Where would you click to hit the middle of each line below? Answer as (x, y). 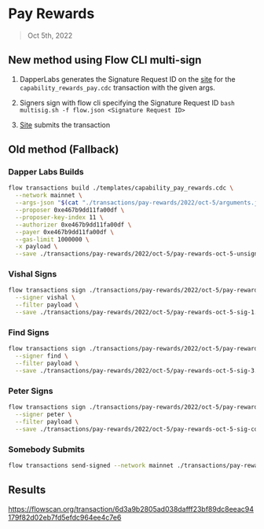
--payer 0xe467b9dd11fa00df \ (64, 232)
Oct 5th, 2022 (50, 35)
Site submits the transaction (65, 125)
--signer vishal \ (46, 298)
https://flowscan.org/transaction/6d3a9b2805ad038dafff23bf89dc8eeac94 (131, 509)
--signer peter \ (44, 414)
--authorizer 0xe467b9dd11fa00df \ (73, 225)
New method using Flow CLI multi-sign (105, 60)
